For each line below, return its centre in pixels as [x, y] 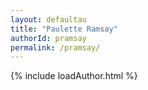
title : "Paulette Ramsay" [64, 29]
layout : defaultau [48, 19]
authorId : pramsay [48, 38]
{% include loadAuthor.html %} [74, 76]
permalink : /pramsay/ [55, 47]
